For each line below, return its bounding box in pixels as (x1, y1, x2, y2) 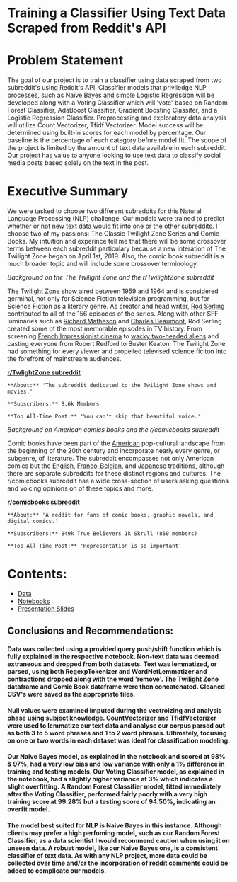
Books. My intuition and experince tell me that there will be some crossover (7, 237, 226, 246)
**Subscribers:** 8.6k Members (7, 401, 100, 408)
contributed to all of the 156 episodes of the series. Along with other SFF (7, 309, 219, 318)
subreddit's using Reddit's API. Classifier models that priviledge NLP (7, 84, 207, 92)
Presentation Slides (17, 605, 74, 613)
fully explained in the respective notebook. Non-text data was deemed (7, 652, 219, 660)
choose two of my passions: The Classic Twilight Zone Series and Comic (7, 229, 220, 238)
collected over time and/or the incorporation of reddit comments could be (7, 859, 229, 867)
